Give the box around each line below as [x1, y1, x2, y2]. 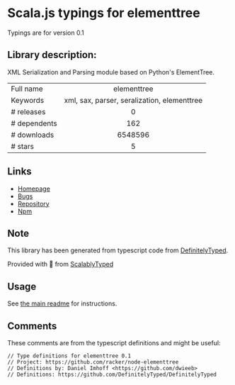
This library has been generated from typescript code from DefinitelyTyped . [7, 246, 229, 255]
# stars [11, 141, 34, 151]
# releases [11, 106, 46, 116]
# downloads [11, 130, 55, 140]
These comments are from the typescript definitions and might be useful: [7, 339, 221, 347]
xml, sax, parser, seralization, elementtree [64, 95, 203, 105]
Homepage [17, 184, 51, 193]
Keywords [11, 95, 45, 105]
